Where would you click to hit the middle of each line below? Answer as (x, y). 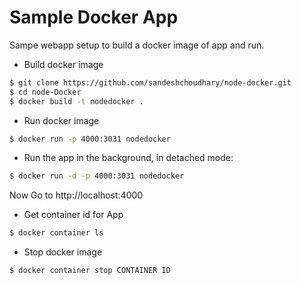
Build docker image (63, 64)
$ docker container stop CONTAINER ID (90, 271)
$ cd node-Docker (45, 92)
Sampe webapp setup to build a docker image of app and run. (137, 45)
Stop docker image (63, 252)
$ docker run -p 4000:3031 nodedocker (90, 139)
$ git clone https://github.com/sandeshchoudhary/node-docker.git (150, 82)
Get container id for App (73, 215)
